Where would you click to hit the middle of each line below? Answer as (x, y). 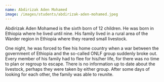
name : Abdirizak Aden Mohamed (36, 10)
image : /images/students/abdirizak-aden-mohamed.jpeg (62, 14)
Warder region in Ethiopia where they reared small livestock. (66, 39)
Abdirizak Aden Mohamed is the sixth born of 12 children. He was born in (80, 28)
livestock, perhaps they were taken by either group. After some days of (78, 69)
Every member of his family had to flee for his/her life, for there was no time (82, 58)
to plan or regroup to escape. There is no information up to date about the (80, 64)
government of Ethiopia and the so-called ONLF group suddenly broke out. (81, 53)
